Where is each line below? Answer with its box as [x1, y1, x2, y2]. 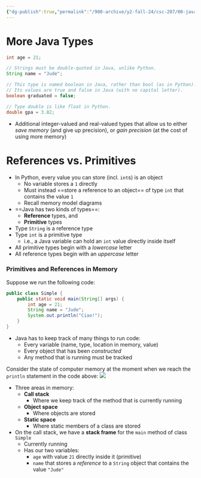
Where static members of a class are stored [32, 422, 141, 429]
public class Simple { [6, 290, 63, 296]
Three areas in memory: [14, 384, 74, 391]
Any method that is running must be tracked [23, 353, 133, 360]
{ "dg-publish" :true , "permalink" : [6, 8, 90, 15]
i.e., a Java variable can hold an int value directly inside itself [23, 238, 176, 245]
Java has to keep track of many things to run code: [14, 334, 141, 342]
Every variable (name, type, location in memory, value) [23, 341, 159, 348]
